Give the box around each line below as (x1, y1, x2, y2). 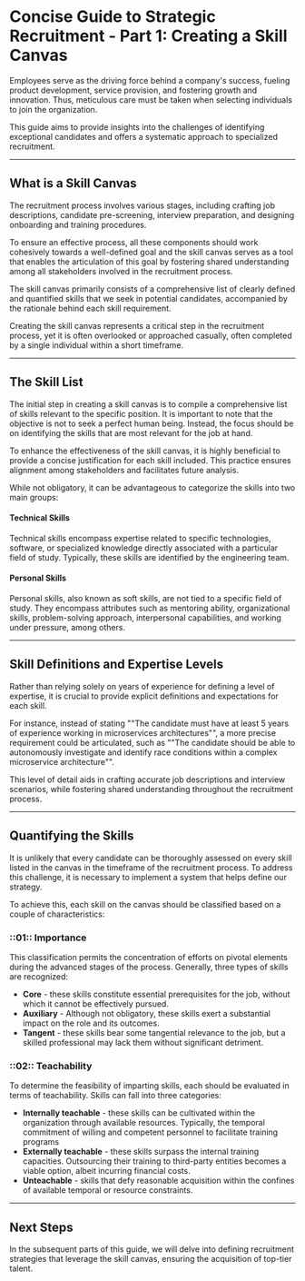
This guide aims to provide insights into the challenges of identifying (9, 121, 265, 133)
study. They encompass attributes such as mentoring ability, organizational (9, 602, 290, 613)
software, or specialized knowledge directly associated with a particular (9, 542, 279, 553)
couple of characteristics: (9, 909, 105, 919)
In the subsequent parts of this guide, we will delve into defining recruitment (9, 1244, 295, 1255)
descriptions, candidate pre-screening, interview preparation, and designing (9, 209, 295, 220)
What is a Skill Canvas (9, 175, 138, 192)
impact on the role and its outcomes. (22, 1018, 161, 1028)
